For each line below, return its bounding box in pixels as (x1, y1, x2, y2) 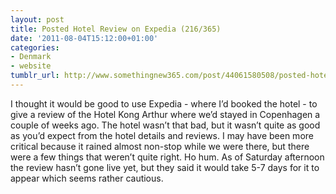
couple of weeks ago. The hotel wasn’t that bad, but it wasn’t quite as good (10, 119, 321, 131)
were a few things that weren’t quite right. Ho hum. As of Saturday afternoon (10, 151, 325, 163)
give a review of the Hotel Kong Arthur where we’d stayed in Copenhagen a (10, 108, 321, 120)
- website (10, 61, 52, 71)
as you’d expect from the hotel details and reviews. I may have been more (10, 129, 314, 141)
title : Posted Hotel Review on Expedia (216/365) (10, 24, 222, 34)
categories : (10, 42, 60, 53)
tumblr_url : (10, 71, 60, 81)
